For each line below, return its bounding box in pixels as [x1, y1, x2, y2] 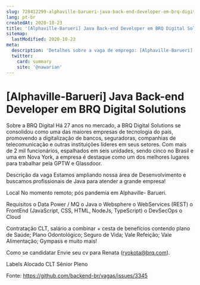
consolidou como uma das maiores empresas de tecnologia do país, [6, 129, 174, 136]
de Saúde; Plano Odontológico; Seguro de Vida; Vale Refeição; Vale [6, 231, 172, 239]
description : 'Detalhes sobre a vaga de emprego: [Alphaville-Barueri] [11, 48, 193, 54]
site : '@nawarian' [17, 64, 62, 70]
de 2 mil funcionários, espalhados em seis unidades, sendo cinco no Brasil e [6, 147, 194, 155]
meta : [6, 42, 20, 48]
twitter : [11, 53, 33, 59]
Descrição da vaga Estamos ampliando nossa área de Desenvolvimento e [6, 171, 186, 178]
